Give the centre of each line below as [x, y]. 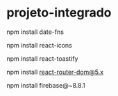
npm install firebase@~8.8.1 [46, 85]
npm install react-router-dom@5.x [55, 72]
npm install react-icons [39, 45]
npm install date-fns [35, 32]
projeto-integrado [59, 13]
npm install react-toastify [42, 58]
